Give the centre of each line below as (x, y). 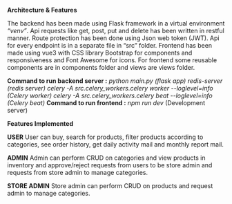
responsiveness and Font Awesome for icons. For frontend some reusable (112, 60)
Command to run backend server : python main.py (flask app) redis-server (115, 81)
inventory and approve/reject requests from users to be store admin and (110, 165)
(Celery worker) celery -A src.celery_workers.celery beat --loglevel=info (110, 95)
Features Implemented (40, 123)
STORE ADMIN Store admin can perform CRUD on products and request (110, 186)
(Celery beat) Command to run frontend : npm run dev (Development (106, 103)
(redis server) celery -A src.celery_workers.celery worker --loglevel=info (110, 88)
